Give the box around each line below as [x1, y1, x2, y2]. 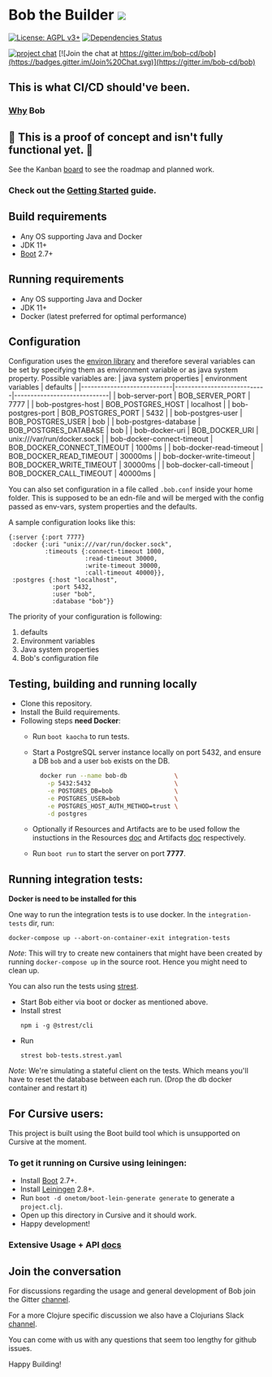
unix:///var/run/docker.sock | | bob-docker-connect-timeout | [8, 434, 214, 444]
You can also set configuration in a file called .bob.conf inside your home [8, 484, 253, 494]
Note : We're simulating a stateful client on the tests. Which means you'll [8, 1066, 249, 1076]
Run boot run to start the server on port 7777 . [32, 849, 186, 859]
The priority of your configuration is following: [8, 612, 162, 622]
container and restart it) [8, 1083, 88, 1093]
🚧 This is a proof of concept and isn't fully [8, 130, 223, 144]
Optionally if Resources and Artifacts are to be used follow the [32, 824, 240, 834]
